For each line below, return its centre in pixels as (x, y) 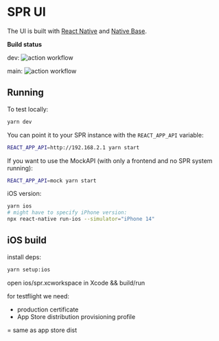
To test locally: (28, 109)
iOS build (27, 240)
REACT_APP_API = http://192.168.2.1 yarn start (73, 147)
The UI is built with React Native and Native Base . (77, 31)
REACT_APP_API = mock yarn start (52, 180)
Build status (25, 44)
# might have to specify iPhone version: (67, 213)
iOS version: (24, 194)
